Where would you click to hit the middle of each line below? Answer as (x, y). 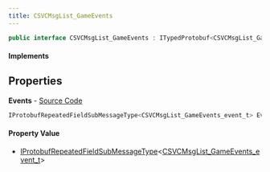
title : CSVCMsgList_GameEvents (61, 16)
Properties (35, 81)
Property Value (34, 133)
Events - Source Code (45, 100)
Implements (29, 56)
